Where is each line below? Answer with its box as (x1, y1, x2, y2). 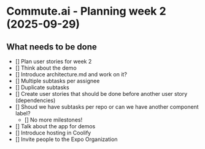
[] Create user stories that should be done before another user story (15, 90, 188, 97)
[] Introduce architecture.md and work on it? (15, 71, 128, 78)
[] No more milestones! (24, 116, 83, 123)
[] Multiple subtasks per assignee (15, 78, 100, 84)
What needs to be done (6, 42, 97, 52)
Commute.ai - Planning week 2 (6, 4, 167, 18)
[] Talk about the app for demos (15, 123, 96, 129)
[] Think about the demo (15, 64, 77, 71)
